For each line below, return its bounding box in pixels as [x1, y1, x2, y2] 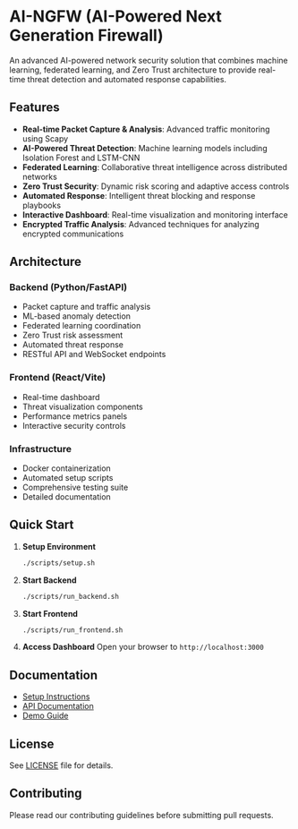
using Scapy [21, 132, 69, 144]
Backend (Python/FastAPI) [9, 281, 128, 294]
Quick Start [9, 517, 74, 533]
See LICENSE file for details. [9, 760, 114, 771]
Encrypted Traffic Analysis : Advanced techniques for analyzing [21, 218, 260, 229]
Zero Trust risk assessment [21, 329, 123, 341]
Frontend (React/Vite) [9, 372, 106, 384]
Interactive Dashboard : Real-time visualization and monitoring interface [21, 209, 289, 220]
